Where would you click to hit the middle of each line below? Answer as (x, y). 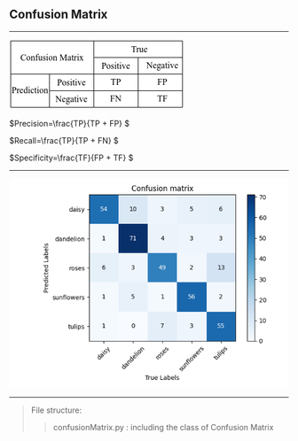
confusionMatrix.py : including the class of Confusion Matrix (163, 427)
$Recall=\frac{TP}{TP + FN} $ (64, 140)
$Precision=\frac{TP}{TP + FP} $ (70, 123)
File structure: (56, 410)
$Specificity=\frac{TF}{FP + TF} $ (71, 158)
